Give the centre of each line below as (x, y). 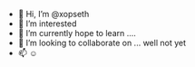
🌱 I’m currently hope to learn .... (77, 33)
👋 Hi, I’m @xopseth (54, 14)
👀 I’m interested (47, 24)
